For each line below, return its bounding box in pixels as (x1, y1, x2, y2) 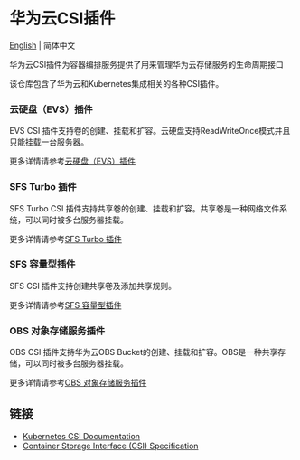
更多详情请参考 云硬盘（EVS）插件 (9, 155, 136, 167)
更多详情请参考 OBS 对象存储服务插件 (9, 377, 147, 389)
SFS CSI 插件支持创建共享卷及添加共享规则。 (9, 280, 177, 291)
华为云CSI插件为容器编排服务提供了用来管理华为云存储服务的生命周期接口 (9, 59, 284, 70)
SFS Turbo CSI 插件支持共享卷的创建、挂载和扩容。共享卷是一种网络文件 (9, 202, 280, 213)
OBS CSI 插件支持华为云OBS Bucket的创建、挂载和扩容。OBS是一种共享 (9, 347, 278, 358)
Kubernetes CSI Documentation (22, 430, 141, 441)
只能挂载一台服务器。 (9, 136, 89, 147)
